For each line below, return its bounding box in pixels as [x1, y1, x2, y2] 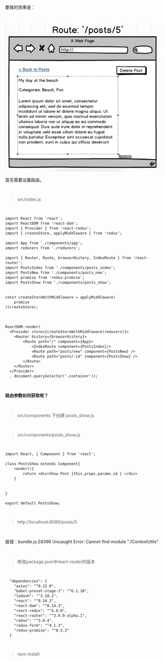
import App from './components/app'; [5, 241, 83, 246]
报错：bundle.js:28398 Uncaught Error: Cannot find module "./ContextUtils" [5, 539, 159, 545]
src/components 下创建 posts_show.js [17, 413, 95, 419]
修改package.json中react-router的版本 [17, 559, 95, 565]
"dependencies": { [9, 579, 48, 584]
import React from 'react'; [5, 216, 63, 221]
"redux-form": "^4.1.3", [14, 623, 65, 628]
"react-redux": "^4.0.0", [14, 608, 67, 613]
